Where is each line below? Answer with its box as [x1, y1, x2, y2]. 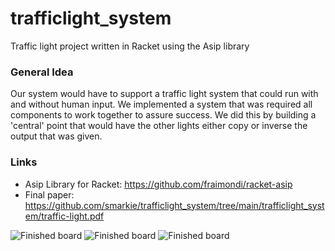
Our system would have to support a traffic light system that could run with [10, 88, 319, 100]
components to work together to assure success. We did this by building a [10, 109, 317, 121]
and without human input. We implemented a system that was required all [10, 98, 313, 111]
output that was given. [10, 130, 103, 142]
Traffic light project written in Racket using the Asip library [10, 40, 250, 52]
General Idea [10, 65, 74, 79]
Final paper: [24, 188, 75, 201]
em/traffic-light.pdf [24, 210, 105, 222]
